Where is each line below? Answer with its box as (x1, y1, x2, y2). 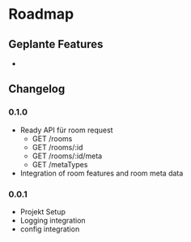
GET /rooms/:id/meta (32, 151, 103, 161)
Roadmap (8, 5, 74, 24)
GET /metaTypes (32, 159, 88, 169)
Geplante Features (8, 37, 104, 51)
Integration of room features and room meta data (19, 168, 184, 178)
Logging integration (19, 215, 87, 225)
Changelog (8, 82, 66, 96)
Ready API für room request (19, 125, 113, 135)
